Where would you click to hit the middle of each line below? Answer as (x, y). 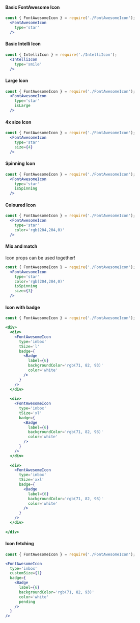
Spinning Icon (20, 163)
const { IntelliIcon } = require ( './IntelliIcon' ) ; (61, 55)
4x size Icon (18, 122)
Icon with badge (23, 307)
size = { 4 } (24, 147)
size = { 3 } (24, 291)
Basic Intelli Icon (23, 44)
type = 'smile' (28, 64)
